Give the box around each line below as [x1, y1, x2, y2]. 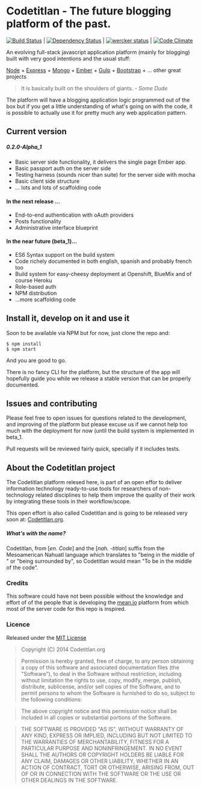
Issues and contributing [6, 398, 97, 408]
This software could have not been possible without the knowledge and [6, 592, 184, 600]
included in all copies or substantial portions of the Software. [20, 714, 172, 721]
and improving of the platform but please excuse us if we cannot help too [6, 421, 188, 428]
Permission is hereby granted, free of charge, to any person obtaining [20, 657, 194, 665]
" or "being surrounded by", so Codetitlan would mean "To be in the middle [6, 557, 193, 565]
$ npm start [6, 346, 36, 352]
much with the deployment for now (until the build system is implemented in [6, 427, 194, 434]
